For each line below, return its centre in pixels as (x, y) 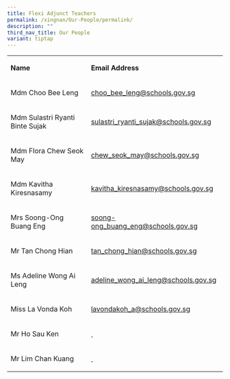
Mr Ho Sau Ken (35, 334)
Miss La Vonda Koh (41, 309)
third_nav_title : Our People (49, 32)
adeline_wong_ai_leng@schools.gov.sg (154, 280)
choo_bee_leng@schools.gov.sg (143, 93)
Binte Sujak (28, 126)
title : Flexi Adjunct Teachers (52, 13)
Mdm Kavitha (32, 184)
